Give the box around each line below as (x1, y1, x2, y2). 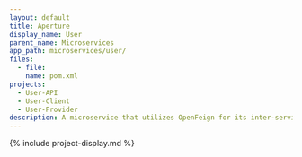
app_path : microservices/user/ (9, 47, 127, 56)
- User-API (17, 88, 58, 97)
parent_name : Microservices (9, 38, 115, 48)
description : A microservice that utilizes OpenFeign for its (9, 113, 247, 122)
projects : (9, 80, 47, 89)
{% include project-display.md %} (9, 138, 135, 149)
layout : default (9, 13, 70, 22)
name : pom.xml (25, 72, 78, 81)
